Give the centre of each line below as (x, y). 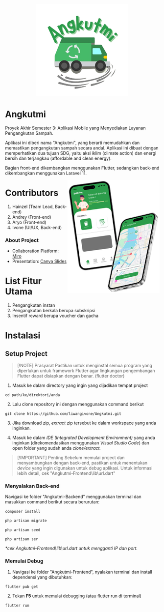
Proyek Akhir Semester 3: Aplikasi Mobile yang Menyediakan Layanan (75, 128)
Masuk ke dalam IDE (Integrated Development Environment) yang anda (83, 438)
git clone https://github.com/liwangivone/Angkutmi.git (63, 414)
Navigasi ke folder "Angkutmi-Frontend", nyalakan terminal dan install (82, 572)
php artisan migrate (26, 521)
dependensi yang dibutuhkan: (42, 577)
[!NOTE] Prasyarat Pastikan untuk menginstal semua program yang (85, 366)
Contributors (32, 193)
